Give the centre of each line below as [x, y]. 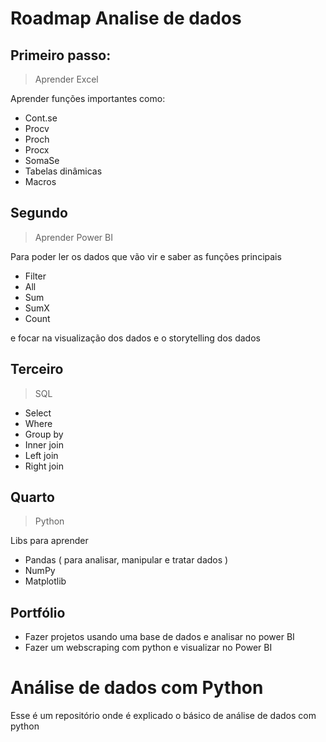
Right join [44, 466]
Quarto [32, 497]
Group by [44, 434]
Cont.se [41, 118]
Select [38, 413]
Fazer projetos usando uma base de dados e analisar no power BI [159, 637]
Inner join [44, 444]
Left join [41, 455]
